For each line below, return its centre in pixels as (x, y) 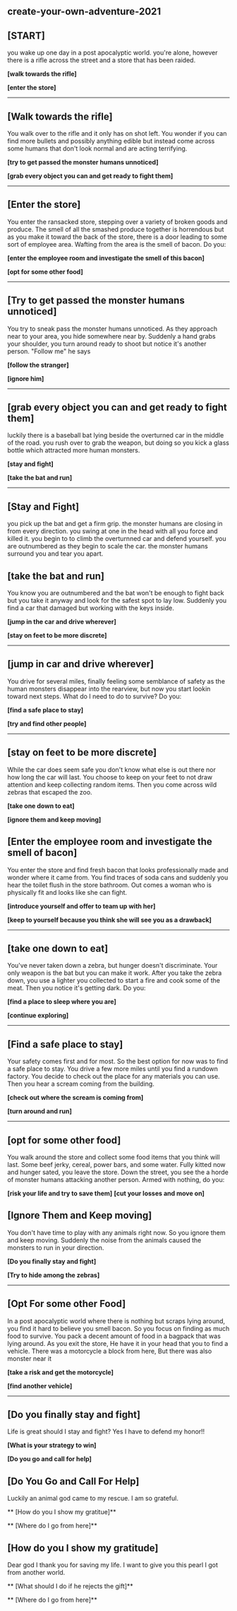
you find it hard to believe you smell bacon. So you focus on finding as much (119, 1328)
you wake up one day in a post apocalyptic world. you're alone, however (113, 53)
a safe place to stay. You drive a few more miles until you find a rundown (113, 1069)
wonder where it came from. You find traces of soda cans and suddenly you (118, 877)
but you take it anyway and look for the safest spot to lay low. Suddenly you (117, 601)
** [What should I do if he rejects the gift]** (71, 1586)
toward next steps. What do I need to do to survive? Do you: (95, 696)
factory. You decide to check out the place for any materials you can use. (114, 1077)
